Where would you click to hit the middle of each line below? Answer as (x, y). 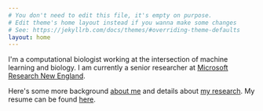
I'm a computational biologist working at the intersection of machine (118, 59)
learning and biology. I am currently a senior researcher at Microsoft (118, 68)
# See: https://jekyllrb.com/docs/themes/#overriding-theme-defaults (124, 30)
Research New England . (47, 76)
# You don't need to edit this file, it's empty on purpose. (110, 15)
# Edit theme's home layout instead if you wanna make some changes (122, 23)
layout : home (29, 37)
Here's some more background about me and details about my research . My (131, 91)
